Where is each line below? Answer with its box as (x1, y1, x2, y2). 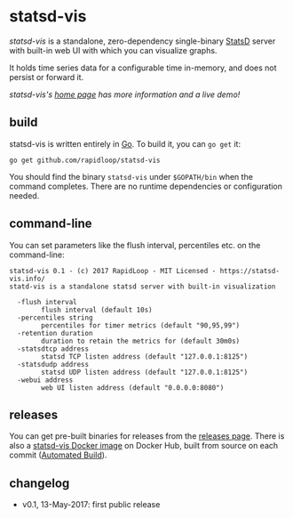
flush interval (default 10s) (41, 305, 153, 314)
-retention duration (17, 328, 93, 337)
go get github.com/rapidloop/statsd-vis (9, 156, 162, 165)
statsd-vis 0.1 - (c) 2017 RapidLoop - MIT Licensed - (9, 266, 217, 275)
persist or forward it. (9, 71, 84, 82)
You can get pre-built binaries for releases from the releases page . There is (9, 431, 285, 441)
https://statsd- (219, 266, 280, 275)
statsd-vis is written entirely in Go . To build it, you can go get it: (9, 138, 242, 149)
